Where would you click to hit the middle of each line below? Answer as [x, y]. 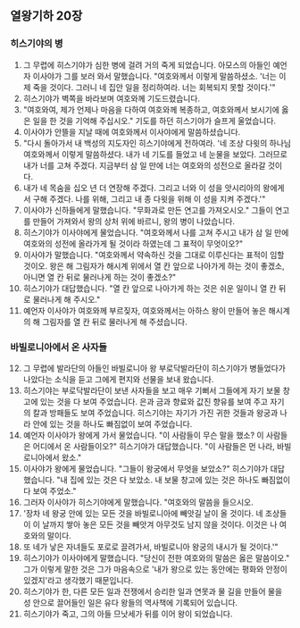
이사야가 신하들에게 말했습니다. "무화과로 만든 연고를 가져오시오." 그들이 [148, 210]
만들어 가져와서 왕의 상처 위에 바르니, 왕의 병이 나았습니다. [134, 221]
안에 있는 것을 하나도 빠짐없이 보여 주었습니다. [112, 423]
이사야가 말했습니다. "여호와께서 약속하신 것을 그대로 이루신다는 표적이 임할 [154, 255]
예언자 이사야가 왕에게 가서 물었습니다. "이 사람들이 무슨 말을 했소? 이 [143, 435]
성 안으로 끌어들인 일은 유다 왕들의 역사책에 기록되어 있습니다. [130, 602]
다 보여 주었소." [50, 490]
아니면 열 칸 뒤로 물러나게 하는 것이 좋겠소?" [100, 277]
